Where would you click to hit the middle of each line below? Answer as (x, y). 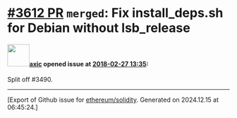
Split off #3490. (30, 80)
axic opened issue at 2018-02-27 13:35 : (89, 64)
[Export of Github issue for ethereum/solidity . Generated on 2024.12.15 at (113, 100)
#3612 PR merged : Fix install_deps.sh (115, 13)
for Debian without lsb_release (99, 28)
